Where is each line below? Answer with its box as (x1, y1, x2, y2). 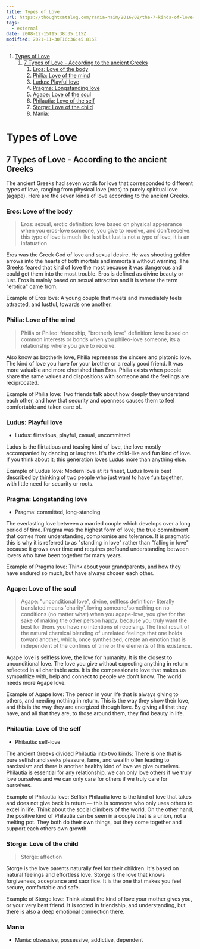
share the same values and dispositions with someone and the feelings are (6, 372, 189, 379)
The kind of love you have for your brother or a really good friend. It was (6, 360, 183, 367)
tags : (6, 20, 20, 26)
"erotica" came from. (6, 283, 58, 290)
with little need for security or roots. (6, 480, 94, 487)
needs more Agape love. (6, 679, 67, 687)
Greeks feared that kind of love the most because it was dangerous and (6, 264, 182, 271)
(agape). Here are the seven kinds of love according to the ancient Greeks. (6, 192, 189, 199)
